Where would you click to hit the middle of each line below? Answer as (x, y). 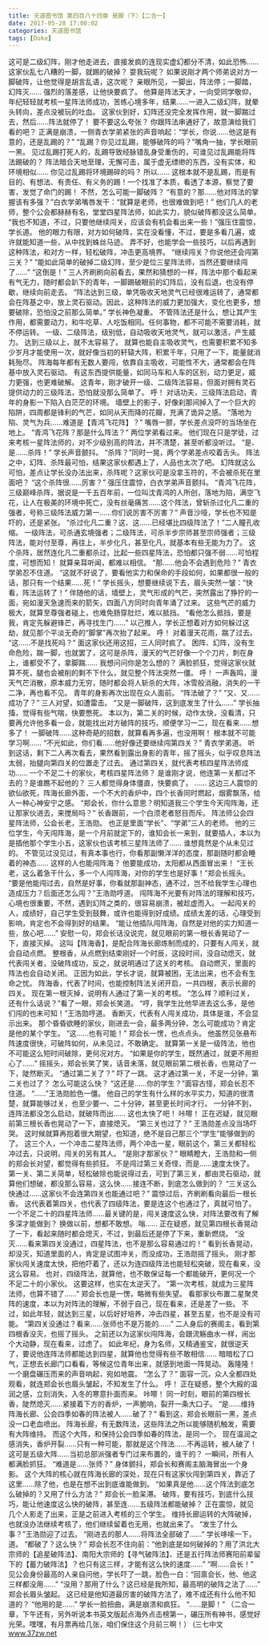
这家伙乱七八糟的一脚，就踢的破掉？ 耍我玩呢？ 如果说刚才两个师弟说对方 (129, 72)
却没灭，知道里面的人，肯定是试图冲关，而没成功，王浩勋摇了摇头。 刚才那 (132, 1254)
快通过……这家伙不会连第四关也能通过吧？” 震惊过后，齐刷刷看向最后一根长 (133, 1194)
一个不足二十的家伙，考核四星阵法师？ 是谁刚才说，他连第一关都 (136, 773)
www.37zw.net (33, 1633)
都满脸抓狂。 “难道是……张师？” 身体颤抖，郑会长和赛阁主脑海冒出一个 (125, 1464)
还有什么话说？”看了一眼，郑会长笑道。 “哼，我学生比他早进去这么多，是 (128, 1003)
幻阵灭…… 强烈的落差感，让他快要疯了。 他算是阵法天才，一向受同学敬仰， (132, 92)
